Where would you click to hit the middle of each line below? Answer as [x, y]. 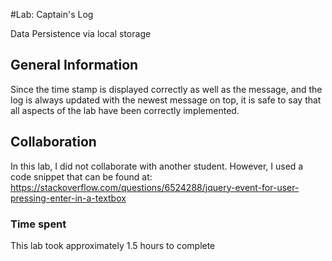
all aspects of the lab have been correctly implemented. [125, 110]
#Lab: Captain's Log [52, 14]
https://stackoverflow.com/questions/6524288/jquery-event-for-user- [155, 187]
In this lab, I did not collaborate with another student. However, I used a [157, 166]
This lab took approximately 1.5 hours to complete [113, 245]
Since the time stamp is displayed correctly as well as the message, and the [166, 89]
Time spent [38, 224]
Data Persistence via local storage [81, 33]
